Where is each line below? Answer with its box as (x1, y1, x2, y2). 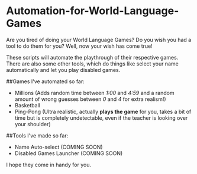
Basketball (14, 101, 40, 109)
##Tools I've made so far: (6, 132, 69, 139)
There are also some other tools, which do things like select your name (6, 60, 179, 67)
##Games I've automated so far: (6, 78, 85, 85)
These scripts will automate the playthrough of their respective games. (6, 54, 179, 61)
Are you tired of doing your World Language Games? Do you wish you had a (6, 36, 192, 43)
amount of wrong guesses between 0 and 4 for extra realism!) (14, 96, 167, 103)
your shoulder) (14, 120, 51, 127)
